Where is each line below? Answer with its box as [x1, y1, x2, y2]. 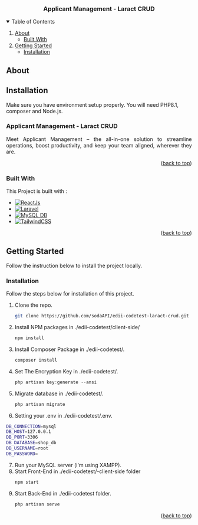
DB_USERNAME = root [6, 445, 49, 451]
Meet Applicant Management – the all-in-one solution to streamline [6, 135, 192, 143]
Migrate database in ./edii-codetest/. [14, 390, 104, 397]
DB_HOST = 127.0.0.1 [6, 429, 51, 435]
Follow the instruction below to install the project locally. [6, 262, 143, 269]
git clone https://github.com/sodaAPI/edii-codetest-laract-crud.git [14, 313, 190, 319]
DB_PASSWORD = [6, 451, 38, 457]
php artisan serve [14, 501, 60, 507]
